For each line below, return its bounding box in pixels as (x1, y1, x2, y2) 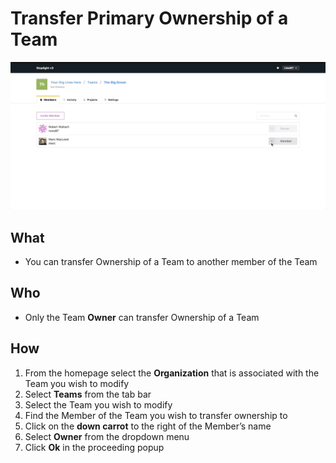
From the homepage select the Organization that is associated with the (24, 367, 320, 379)
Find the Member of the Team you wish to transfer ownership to (24, 409, 288, 421)
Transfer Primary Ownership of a (10, 7, 289, 30)
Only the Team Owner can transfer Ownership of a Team (24, 311, 260, 323)
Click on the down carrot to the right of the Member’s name (24, 420, 272, 432)
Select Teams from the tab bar (24, 388, 152, 400)
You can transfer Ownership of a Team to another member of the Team (24, 256, 318, 267)
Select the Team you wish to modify (24, 398, 173, 411)
